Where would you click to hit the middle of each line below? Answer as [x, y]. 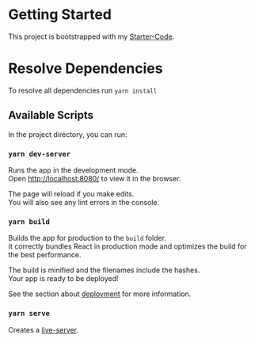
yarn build [29, 222]
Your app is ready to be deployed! [63, 279]
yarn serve [29, 313]
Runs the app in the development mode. [73, 170]
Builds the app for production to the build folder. [88, 238]
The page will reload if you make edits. [71, 194]
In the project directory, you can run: [68, 134]
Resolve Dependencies [86, 68]
